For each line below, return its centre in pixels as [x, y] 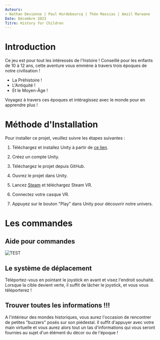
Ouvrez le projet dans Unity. [40, 176]
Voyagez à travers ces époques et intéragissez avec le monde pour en [75, 100]
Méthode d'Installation [51, 125]
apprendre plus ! [21, 105]
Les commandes [39, 223]
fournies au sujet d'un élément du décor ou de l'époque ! [62, 332]
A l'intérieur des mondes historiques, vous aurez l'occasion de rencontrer [78, 317]
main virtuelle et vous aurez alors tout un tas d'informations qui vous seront [80, 327]
